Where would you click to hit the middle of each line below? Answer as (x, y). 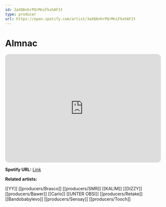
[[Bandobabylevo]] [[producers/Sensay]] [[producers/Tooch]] (68, 199)
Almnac (21, 43)
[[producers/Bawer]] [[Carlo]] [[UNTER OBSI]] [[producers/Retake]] (74, 194)
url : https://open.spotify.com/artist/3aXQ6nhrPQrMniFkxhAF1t (70, 19)
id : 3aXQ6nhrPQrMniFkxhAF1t (34, 10)
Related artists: (21, 179)
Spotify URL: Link (23, 170)
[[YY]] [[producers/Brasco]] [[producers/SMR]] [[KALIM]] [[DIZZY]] (74, 189)
